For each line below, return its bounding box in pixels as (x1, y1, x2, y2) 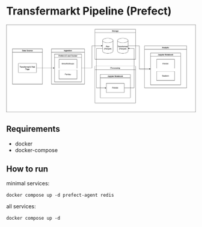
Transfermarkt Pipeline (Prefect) (6, 4, 172, 18)
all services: (6, 203, 36, 210)
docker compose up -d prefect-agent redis (6, 192, 114, 199)
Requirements (6, 124, 60, 134)
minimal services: (6, 180, 50, 187)
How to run (6, 164, 49, 174)
